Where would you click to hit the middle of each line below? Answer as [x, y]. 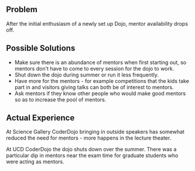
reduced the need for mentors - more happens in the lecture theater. [89, 138]
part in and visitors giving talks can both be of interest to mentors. [94, 87]
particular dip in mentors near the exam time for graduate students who [92, 156]
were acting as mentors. [35, 162]
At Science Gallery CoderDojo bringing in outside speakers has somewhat [95, 132]
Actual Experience [40, 118]
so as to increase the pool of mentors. [60, 99]
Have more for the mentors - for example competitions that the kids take [102, 81]
